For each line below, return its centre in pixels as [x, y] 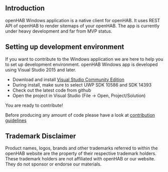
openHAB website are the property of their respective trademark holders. [81, 153]
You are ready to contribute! [34, 105]
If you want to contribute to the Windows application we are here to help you [84, 59]
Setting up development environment [65, 47]
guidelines [16, 120]
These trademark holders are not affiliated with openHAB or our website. [80, 159]
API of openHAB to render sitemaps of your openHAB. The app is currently [82, 26]
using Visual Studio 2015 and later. [41, 69]
